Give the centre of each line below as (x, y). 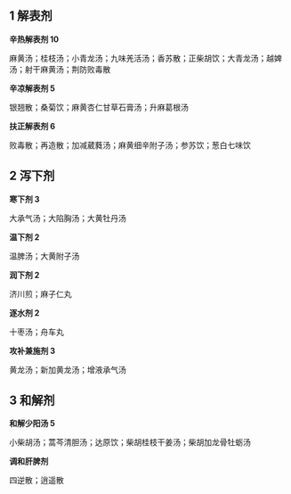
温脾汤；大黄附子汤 (44, 256)
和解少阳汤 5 (32, 424)
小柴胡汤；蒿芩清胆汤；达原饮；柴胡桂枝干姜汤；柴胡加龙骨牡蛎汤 (130, 442)
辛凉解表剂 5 (32, 88)
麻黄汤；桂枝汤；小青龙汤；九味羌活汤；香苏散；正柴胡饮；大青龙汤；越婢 (145, 58)
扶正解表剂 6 (32, 126)
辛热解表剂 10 (34, 39)
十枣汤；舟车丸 (36, 332)
